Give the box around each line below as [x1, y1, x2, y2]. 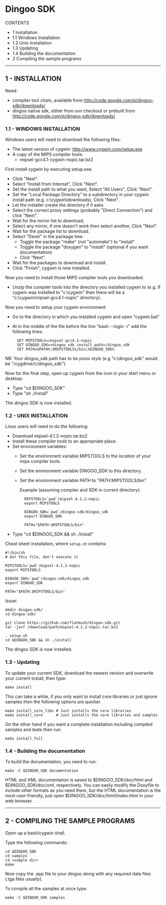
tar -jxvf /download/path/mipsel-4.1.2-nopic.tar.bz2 [5, 625, 119, 630]
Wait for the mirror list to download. [12, 218, 85, 224]
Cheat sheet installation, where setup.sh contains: [5, 541, 107, 547]
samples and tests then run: [5, 726, 62, 732]
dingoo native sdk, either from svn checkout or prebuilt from [12, 108, 135, 114]
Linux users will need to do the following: [5, 423, 89, 429]
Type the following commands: [5, 839, 68, 845]
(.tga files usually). [5, 876, 43, 882]
